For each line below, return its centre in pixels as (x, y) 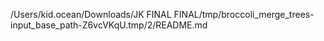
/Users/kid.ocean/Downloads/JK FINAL (91, 14)
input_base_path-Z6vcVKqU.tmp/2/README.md (109, 25)
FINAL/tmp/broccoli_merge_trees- (244, 14)
